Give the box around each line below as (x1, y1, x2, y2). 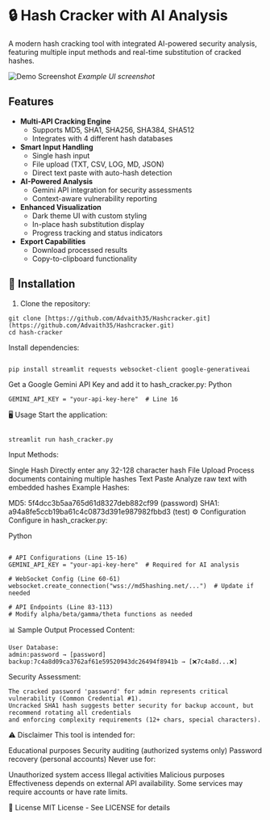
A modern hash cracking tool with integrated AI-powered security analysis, (8, 38, 258, 48)
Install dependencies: (8, 343, 80, 352)
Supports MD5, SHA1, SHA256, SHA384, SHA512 (31, 124, 195, 134)
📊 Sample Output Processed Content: (8, 624, 135, 634)
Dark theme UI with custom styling (31, 211, 147, 221)
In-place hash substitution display (31, 219, 145, 229)
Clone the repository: (19, 298, 91, 308)
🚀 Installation (8, 277, 76, 291)
